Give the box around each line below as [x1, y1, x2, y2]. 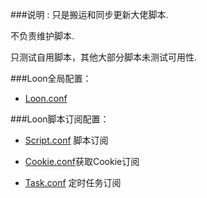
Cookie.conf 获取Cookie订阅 [24, 156, 140, 167]
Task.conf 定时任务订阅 [24, 177, 122, 188]
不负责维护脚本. [10, 30, 75, 42]
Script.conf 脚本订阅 [24, 134, 109, 146]
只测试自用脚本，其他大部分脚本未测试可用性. [10, 51, 198, 63]
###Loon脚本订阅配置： [10, 113, 110, 125]
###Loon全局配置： [10, 73, 92, 84]
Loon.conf [24, 93, 68, 104]
